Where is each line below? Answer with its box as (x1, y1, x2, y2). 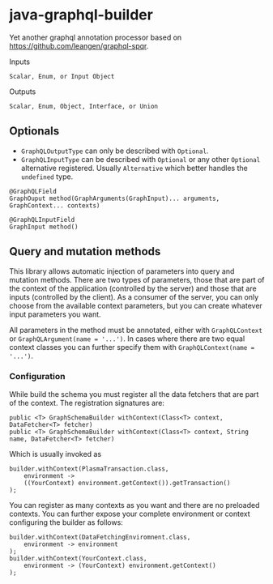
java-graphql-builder (9, 6, 153, 24)
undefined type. (20, 172, 74, 181)
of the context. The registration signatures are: (9, 398, 165, 407)
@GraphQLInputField (9, 215, 75, 224)
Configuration (9, 371, 66, 382)
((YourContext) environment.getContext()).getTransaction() (23, 479, 231, 487)
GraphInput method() (9, 223, 79, 231)
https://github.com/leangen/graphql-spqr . (9, 40, 149, 50)
